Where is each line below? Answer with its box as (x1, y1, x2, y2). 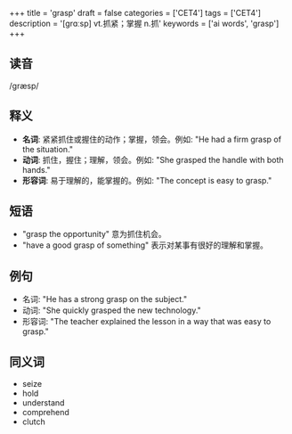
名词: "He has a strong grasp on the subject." (21, 294, 188, 305)
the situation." (21, 143, 74, 154)
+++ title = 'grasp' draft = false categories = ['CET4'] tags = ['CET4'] (9, 8, 261, 18)
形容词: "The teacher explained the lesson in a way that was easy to (21, 316, 272, 327)
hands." (21, 164, 51, 175)
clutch (21, 416, 46, 427)
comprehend (21, 407, 69, 418)
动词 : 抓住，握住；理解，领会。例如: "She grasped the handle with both (21, 154, 284, 165)
